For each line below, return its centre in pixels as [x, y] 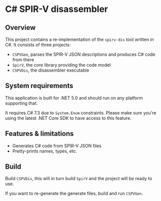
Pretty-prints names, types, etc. [45, 151]
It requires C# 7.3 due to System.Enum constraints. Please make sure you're [81, 112]
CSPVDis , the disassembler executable [51, 70]
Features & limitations [40, 134]
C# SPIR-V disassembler [56, 9]
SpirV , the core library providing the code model [61, 65]
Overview [21, 28]
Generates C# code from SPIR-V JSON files [57, 146]
